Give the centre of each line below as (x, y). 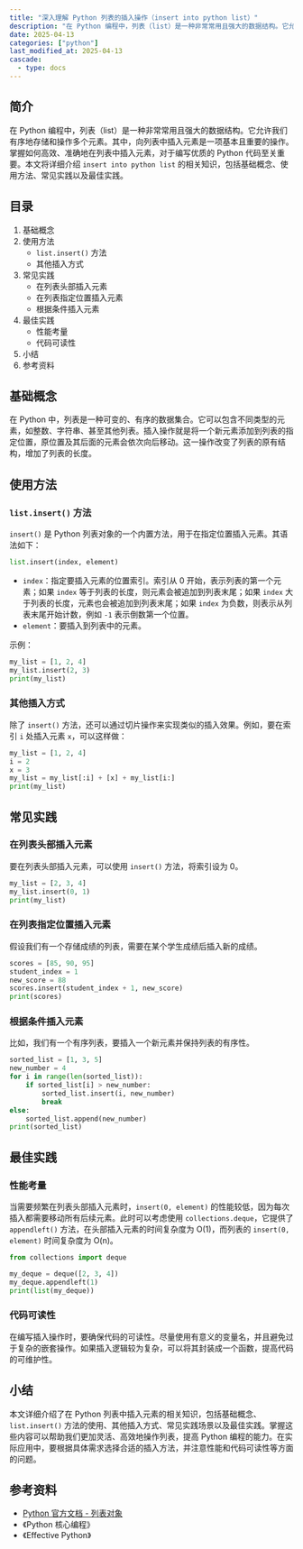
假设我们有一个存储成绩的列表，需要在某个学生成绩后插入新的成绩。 (136, 946)
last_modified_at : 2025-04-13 (66, 51)
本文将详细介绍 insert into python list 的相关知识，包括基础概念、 (153, 164)
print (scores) (36, 997)
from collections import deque (68, 1258)
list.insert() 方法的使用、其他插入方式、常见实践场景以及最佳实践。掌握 (147, 1425)
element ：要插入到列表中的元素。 (84, 625)
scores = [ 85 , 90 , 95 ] (52, 963)
